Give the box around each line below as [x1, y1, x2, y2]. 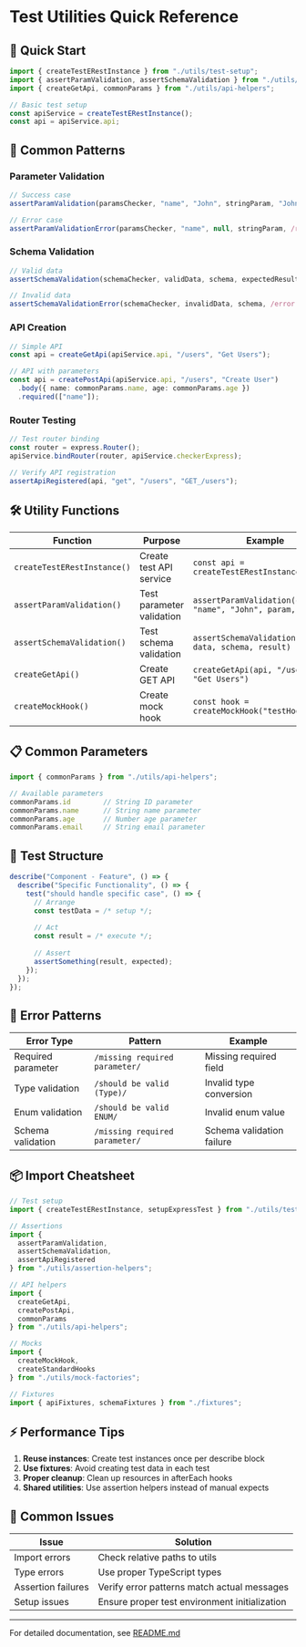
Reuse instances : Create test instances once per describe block [22, 1453, 266, 1465]
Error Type [25, 1035, 74, 1048]
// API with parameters [9, 367, 100, 376]
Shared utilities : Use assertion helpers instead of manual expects [22, 1482, 270, 1493]
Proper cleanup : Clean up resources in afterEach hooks [22, 1473, 233, 1484]
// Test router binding [9, 435, 100, 444]
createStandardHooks [17, 1364, 96, 1373]
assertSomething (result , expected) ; [33, 957, 173, 966]
